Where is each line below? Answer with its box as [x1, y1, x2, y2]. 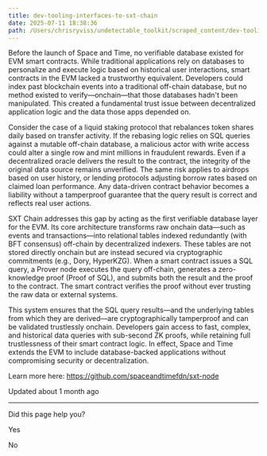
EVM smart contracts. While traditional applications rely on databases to [8, 56, 245, 66]
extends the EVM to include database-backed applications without [8, 347, 226, 357]
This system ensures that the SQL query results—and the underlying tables [8, 305, 254, 315]
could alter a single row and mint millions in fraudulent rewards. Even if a [8, 148, 246, 157]
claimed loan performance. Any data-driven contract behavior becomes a [8, 182, 250, 191]
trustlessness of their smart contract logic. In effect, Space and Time [8, 339, 234, 349]
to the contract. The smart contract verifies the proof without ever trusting [8, 281, 251, 291]
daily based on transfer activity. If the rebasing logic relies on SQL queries [8, 131, 250, 141]
